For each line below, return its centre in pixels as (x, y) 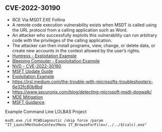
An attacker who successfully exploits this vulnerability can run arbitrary (84, 35)
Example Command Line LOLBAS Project (46, 112)
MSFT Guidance (28, 102)
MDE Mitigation (27, 97)
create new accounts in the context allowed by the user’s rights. (76, 50)
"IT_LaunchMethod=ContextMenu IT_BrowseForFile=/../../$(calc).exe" (76, 125)
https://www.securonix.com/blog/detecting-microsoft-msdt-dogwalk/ (82, 92)
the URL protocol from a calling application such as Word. (70, 30)
